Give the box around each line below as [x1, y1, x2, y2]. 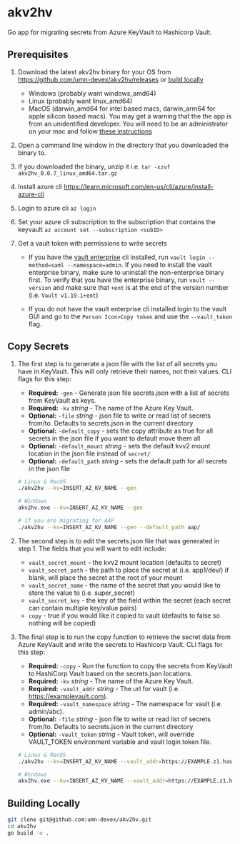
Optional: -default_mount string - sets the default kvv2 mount [28, 441, 211, 450]
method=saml [28, 261, 64, 268]
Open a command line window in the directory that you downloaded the [17, 141, 229, 149]
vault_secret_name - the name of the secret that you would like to [28, 581, 221, 589]
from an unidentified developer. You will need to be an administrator [28, 119, 229, 128]
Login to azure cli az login [17, 204, 96, 212]
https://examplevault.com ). [28, 692, 109, 700]
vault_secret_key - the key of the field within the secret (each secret [28, 596, 231, 604]
